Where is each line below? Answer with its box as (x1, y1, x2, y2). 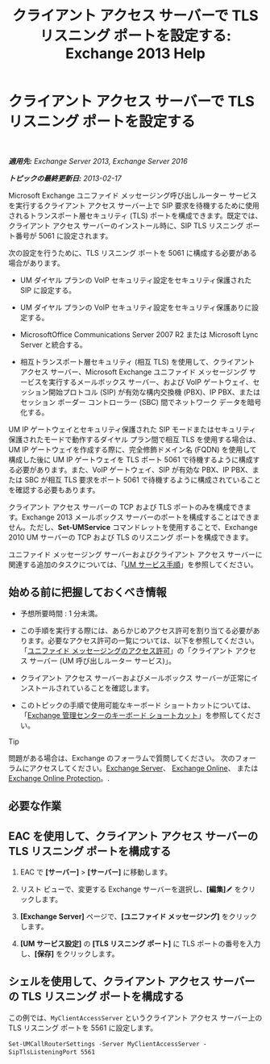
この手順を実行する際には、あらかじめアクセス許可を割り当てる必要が (19, 625, 254, 635)
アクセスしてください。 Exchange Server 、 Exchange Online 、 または (29, 763, 259, 773)
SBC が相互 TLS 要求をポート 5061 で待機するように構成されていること (23, 474, 262, 484)
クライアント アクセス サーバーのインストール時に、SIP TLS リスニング (8, 220, 244, 230)
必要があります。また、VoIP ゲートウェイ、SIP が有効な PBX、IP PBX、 (15, 465, 252, 474)
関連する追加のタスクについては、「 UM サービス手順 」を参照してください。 (8, 559, 258, 569)
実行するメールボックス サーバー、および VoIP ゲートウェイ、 (48, 377, 253, 386)
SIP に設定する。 (19, 285, 77, 294)
